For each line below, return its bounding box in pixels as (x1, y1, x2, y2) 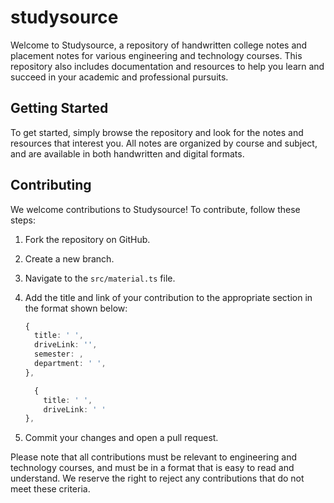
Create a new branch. (24, 252, 115, 265)
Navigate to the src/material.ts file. (24, 272, 176, 284)
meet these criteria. (10, 483, 91, 495)
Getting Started (10, 100, 109, 117)
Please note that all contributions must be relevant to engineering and (10, 451, 297, 463)
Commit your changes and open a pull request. (24, 432, 219, 444)
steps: (10, 214, 36, 226)
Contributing (10, 177, 92, 194)
